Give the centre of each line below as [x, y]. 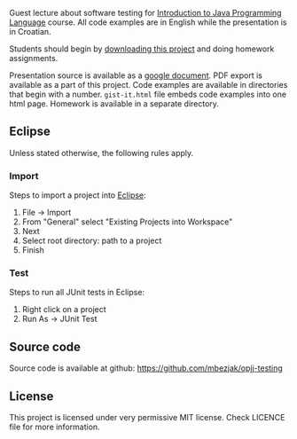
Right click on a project [64, 310]
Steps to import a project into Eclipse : [78, 195]
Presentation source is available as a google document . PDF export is [136, 75]
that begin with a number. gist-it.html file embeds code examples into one [148, 94]
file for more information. [55, 427]
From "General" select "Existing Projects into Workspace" [127, 222]
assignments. [34, 58]
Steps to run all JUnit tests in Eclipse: [77, 293]
